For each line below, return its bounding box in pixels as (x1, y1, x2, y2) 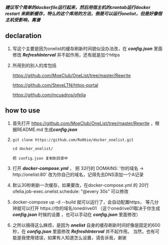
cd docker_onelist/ (12, 146, 53, 151)
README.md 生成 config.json (16, 126, 77, 132)
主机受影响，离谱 (5, 17, 40, 22)
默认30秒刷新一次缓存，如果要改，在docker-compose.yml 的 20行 (12, 182, 149, 188)
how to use (5, 106, 40, 115)
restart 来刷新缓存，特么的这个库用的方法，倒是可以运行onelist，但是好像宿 (5, 10, 162, 16)
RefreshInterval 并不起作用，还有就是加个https (22, 51, 120, 57)
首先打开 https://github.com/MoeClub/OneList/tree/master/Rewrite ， (12, 120, 155, 126)
